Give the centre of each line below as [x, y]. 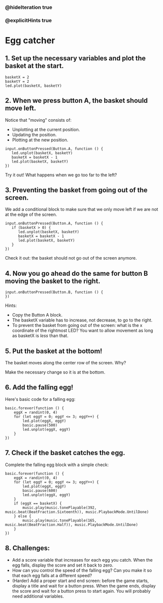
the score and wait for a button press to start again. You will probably [81, 591]
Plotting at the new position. [40, 140]
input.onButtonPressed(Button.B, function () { [54, 292]
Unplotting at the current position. [46, 129]
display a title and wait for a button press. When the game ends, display [84, 585]
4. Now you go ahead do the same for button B [77, 273]
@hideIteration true [29, 7]
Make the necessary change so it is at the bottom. [55, 372]
